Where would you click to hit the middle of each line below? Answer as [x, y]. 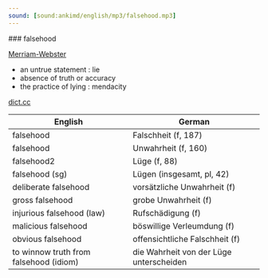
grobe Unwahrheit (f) [172, 200]
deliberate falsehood [51, 187]
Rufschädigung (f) [167, 212]
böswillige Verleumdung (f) [184, 226]
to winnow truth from [51, 252]
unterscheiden [160, 262]
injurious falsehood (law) [59, 212]
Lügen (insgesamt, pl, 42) [181, 174]
